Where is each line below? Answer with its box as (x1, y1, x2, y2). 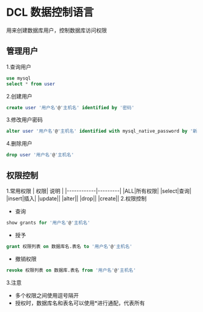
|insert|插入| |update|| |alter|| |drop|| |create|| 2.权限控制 (6, 194, 147, 202)
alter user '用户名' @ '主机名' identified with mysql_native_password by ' (6, 128, 193, 135)
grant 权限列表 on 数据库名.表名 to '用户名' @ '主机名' (6, 243, 133, 249)
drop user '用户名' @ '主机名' (6, 152, 74, 158)
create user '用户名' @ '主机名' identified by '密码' (6, 104, 135, 110)
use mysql (6, 75, 31, 81)
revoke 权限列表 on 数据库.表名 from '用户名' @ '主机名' (6, 267, 137, 273)
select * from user (6, 81, 56, 87)
